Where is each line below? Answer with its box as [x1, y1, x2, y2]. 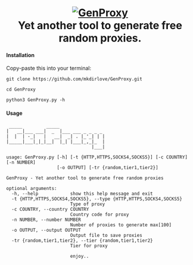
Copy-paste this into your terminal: [6, 65, 91, 72]
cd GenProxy [6, 86, 36, 93]
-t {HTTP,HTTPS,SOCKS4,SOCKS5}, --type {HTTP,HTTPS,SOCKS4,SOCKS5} [11, 196, 183, 202]
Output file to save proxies [70, 232, 143, 238]
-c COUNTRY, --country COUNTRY [11, 206, 89, 212]
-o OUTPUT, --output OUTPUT [11, 227, 82, 233]
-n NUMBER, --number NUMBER [11, 217, 82, 223]
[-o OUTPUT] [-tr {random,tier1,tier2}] [57, 164, 159, 170]
